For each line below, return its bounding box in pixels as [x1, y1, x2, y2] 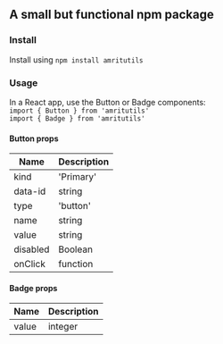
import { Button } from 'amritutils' [9, 106, 150, 115]
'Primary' [57, 171, 97, 183]
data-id [13, 185, 46, 197]
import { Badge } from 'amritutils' [9, 113, 145, 123]
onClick [13, 258, 46, 271]
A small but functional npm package [9, 7, 214, 22]
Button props [9, 133, 59, 144]
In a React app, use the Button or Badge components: [9, 96, 207, 107]
